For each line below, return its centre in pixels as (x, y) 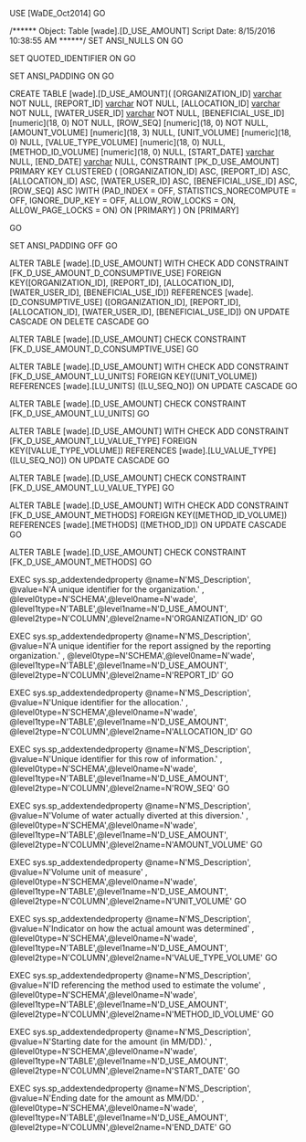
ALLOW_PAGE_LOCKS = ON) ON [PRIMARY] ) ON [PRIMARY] (124, 210)
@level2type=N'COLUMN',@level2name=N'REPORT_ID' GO (122, 675)
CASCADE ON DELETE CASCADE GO (79, 322)
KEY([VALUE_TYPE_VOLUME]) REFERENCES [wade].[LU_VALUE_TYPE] (143, 450)
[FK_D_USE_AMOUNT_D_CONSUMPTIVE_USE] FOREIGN (116, 273)
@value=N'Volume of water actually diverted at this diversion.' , (129, 815)
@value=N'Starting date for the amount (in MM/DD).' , (111, 1042)
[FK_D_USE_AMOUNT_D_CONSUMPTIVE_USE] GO (104, 349)
